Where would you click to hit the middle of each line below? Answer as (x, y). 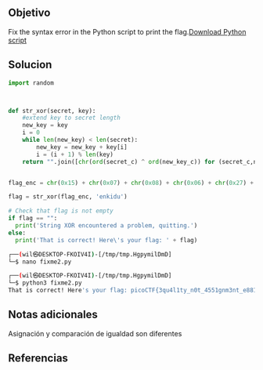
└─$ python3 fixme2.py (45, 283)
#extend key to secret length (72, 118)
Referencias (38, 359)
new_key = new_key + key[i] (82, 147)
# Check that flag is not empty (61, 211)
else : (17, 233)
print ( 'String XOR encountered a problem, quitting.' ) (106, 226)
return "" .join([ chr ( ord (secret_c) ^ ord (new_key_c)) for (119, 161)
